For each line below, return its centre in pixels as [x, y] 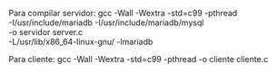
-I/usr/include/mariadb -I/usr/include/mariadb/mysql [106, 23]
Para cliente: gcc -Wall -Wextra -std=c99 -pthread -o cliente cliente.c [138, 59]
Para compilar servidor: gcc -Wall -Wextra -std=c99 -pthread [123, 13]
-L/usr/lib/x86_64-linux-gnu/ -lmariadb [81, 41]
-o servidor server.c [46, 32]
